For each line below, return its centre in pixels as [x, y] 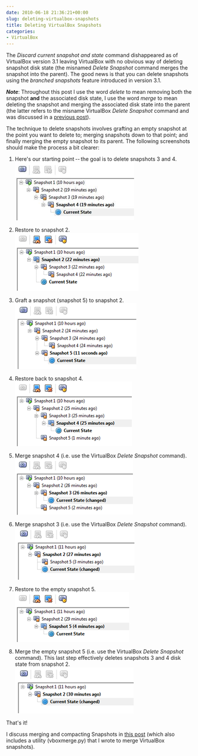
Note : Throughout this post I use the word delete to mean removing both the [99, 92]
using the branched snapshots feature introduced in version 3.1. [84, 81]
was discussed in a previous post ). [48, 117]
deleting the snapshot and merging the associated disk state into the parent [98, 104]
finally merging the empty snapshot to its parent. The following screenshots [98, 141]
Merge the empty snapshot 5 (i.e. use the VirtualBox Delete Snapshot [99, 652]
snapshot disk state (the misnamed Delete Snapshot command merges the [97, 68]
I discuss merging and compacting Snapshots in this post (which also [90, 734]
